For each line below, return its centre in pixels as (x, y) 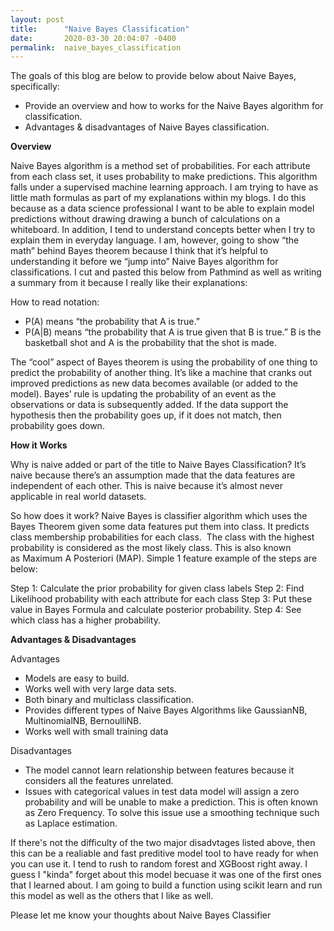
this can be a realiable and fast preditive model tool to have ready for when (164, 853)
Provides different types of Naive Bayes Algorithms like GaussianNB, (166, 710)
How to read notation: (55, 302)
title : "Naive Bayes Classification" (100, 29)
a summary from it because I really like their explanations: (129, 283)
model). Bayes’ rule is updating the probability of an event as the (143, 394)
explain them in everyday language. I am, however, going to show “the (155, 240)
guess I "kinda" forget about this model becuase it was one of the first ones (166, 875)
